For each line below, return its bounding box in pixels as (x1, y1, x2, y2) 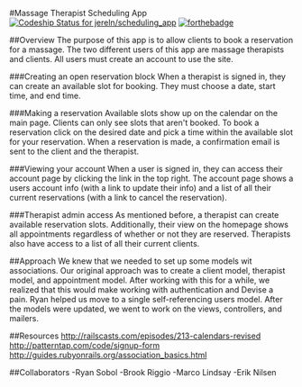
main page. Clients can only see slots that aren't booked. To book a (9, 117, 260, 128)
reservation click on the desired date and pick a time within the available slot (9, 127, 294, 138)
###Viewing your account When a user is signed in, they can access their (9, 164, 284, 174)
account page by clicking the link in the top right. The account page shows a (9, 173, 294, 184)
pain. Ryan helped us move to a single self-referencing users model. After (9, 294, 283, 304)
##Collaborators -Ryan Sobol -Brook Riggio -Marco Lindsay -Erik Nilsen (9, 367, 277, 377)
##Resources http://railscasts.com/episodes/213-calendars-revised (9, 330, 261, 341)
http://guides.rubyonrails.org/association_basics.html (9, 350, 207, 360)
